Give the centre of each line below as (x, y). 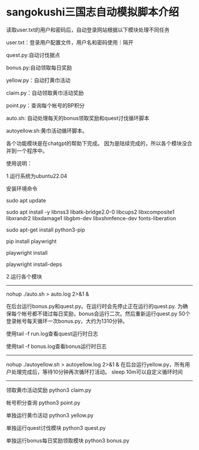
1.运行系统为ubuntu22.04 (37, 176)
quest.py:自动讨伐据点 (33, 55)
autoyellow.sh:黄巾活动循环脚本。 (47, 131)
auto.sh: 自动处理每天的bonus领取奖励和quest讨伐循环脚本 (78, 118)
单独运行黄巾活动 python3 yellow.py (50, 415)
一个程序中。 (32, 150)
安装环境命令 (22, 188)
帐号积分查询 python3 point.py (43, 403)
